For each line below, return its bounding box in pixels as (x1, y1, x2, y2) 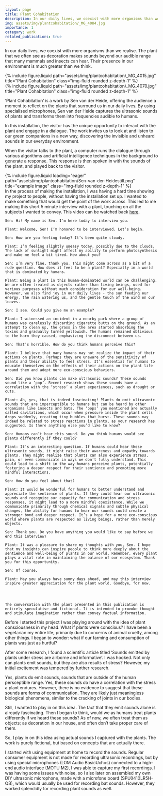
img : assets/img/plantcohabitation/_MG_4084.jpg (5, 20, 105, 26)
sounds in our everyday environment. (5, 138, 80, 144)
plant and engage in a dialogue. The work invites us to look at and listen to (5, 128, 154, 134)
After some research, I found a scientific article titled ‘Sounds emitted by (5, 649, 150, 655)
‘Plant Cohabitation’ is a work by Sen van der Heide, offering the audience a (5, 97, 156, 103)
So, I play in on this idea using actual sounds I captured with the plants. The (5, 735, 156, 740)
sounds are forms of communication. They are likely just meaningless (5, 690, 144, 696)
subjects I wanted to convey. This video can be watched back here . (5, 209, 140, 214)
